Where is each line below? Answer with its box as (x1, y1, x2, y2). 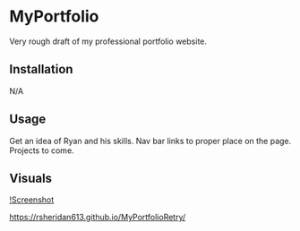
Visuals (9, 170, 52, 185)
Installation (9, 62, 73, 77)
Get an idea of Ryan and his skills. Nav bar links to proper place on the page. (9, 135, 292, 146)
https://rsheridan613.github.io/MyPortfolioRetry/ (9, 212, 186, 223)
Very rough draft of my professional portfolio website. (9, 36, 208, 47)
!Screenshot (9, 194, 55, 205)
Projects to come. (9, 145, 74, 156)
